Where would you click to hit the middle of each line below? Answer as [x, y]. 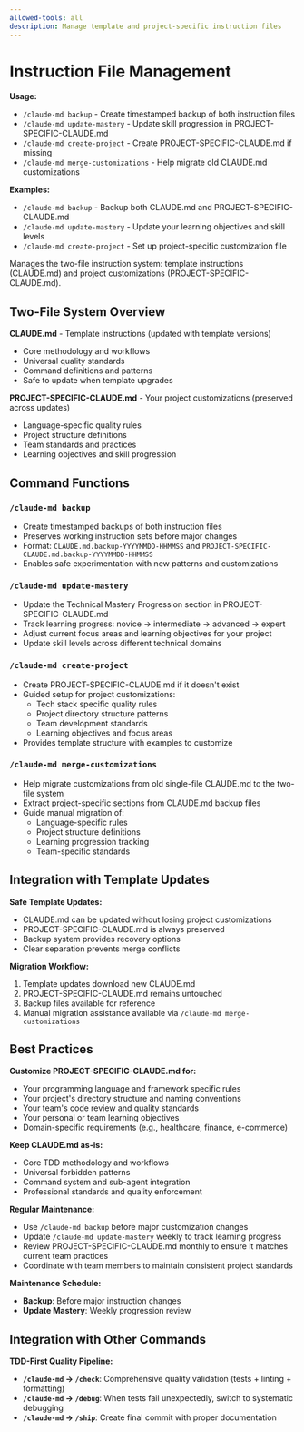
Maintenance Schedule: [55, 1284]
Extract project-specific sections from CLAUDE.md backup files [142, 803]
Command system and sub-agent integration [106, 1182]
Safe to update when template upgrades [98, 381]
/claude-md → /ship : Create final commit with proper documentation [149, 1417]
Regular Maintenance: [52, 1209]
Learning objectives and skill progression [99, 454]
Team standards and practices [79, 445]
